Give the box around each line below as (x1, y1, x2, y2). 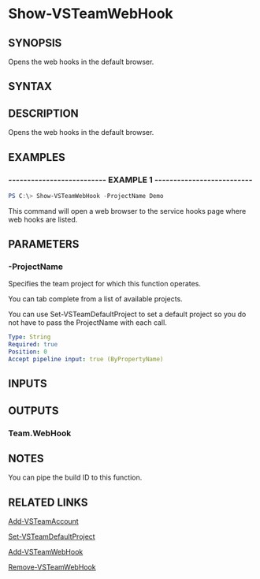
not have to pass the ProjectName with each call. (8, 318, 167, 327)
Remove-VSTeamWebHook (8, 562, 96, 572)
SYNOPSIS (8, 36, 62, 50)
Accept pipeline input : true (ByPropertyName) (8, 356, 164, 364)
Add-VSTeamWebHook (8, 547, 84, 557)
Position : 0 (8, 348, 47, 356)
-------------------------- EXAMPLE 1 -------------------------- (8, 174, 253, 185)
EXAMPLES (8, 151, 65, 164)
